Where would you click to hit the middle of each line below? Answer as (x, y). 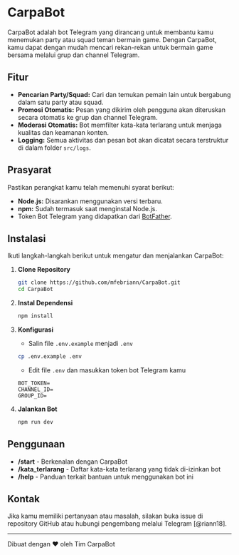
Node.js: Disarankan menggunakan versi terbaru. (90, 201)
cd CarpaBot (35, 290)
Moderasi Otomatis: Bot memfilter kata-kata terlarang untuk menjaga (119, 125)
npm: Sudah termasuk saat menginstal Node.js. (87, 208)
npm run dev (35, 422)
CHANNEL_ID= (35, 389)
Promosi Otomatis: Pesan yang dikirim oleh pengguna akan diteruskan (122, 110)
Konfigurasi (35, 330)
